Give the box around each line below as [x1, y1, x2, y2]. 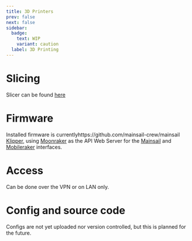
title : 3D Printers [6, 8, 54, 15]
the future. [6, 229, 32, 236]
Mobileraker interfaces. [6, 143, 63, 150]
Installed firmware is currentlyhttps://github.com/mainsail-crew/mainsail [6, 131, 180, 138]
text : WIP [16, 36, 41, 42]
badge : [11, 30, 28, 36]
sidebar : [6, 25, 28, 31]
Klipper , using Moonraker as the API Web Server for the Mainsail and [6, 137, 172, 144]
